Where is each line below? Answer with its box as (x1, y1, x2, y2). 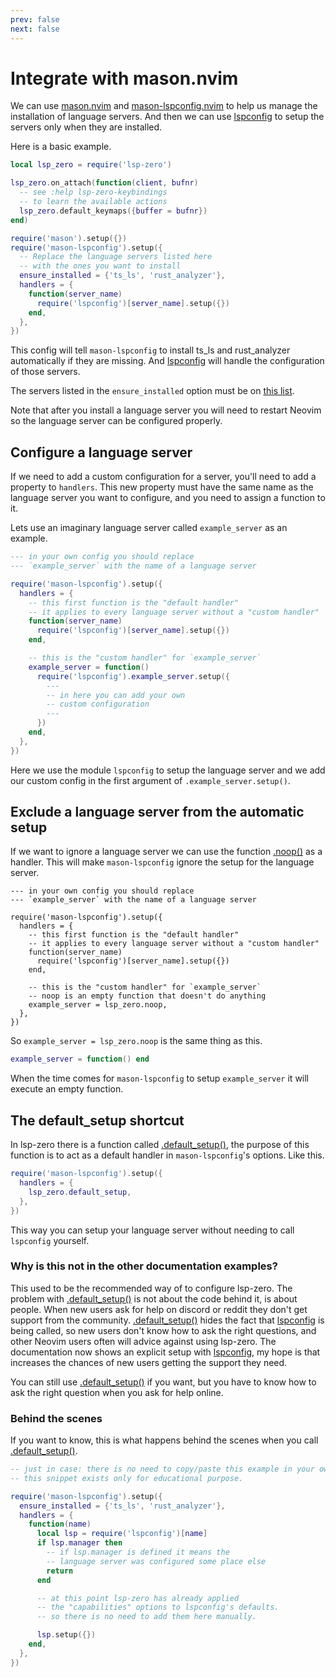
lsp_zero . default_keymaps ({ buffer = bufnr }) (19, 206, 208, 216)
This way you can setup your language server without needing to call (10, 1224, 295, 1236)
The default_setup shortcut (10, 1112, 185, 1129)
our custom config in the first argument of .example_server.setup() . (10, 774, 291, 786)
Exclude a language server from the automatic (10, 804, 305, 821)
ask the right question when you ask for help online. (10, 1386, 224, 1398)
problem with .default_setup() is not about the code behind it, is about (10, 1292, 298, 1305)
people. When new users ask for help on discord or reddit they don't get (10, 1303, 308, 1315)
